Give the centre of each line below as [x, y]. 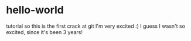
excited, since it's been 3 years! [45, 32]
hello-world [35, 10]
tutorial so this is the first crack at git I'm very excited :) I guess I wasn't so [96, 26]
